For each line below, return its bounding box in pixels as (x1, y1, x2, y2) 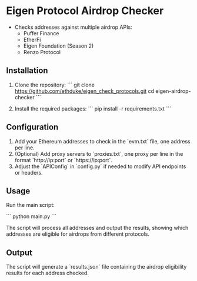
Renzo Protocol (23, 48, 61, 55)
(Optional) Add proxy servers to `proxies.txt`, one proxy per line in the (14, 150, 183, 157)
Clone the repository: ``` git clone (14, 81, 95, 88)
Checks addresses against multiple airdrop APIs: (14, 24, 132, 31)
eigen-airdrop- (155, 87, 191, 95)
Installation (6, 66, 48, 76)
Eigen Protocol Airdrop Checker (6, 4, 164, 18)
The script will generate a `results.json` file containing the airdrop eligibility (6, 263, 187, 270)
